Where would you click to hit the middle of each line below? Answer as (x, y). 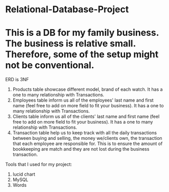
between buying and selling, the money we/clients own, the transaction (87, 138)
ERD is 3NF (17, 80)
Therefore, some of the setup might (82, 54)
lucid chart (24, 174)
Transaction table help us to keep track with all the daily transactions (84, 133)
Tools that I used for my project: (39, 164)
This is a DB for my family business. (82, 33)
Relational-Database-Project (67, 9)
